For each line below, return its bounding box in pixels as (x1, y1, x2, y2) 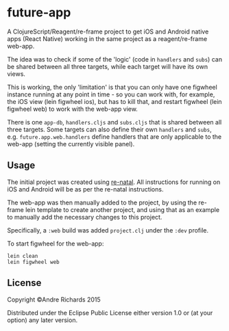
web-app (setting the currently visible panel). (7, 140, 135, 148)
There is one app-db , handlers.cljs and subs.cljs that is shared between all (7, 118, 222, 126)
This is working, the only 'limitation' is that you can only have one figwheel (7, 83, 217, 91)
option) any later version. (7, 316, 77, 324)
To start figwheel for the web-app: (7, 239, 104, 248)
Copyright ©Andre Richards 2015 (7, 295, 101, 304)
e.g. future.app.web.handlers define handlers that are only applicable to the (7, 132, 221, 141)
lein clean (7, 252, 38, 259)
